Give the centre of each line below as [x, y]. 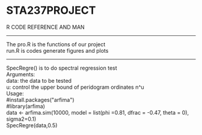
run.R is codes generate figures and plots [57, 50]
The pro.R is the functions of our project [56, 44]
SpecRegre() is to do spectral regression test [62, 68]
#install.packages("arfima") [40, 100]
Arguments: [21, 74]
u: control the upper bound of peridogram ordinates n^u [75, 87]
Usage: [15, 93]
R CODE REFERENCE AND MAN [46, 27]
